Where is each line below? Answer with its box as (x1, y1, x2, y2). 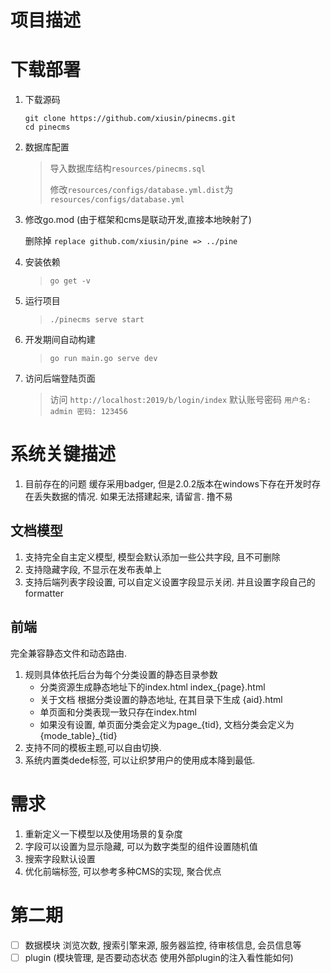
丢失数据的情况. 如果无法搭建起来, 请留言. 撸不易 (33, 491, 233, 503)
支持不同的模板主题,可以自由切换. (24, 741, 162, 753)
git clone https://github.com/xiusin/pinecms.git (24, 114, 237, 124)
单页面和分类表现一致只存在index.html (39, 706, 197, 718)
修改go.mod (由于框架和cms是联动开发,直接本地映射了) (24, 214, 252, 226)
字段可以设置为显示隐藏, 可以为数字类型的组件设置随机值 (24, 840, 258, 852)
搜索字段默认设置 (24, 852, 96, 865)
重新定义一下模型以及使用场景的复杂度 (24, 827, 183, 840)
